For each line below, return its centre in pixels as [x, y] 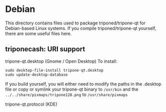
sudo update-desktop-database [37, 75]
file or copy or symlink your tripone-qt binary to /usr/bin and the [72, 89]
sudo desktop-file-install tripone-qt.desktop [54, 70]
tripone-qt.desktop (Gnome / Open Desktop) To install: [61, 61]
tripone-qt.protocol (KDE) [31, 104]
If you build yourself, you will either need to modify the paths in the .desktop [83, 84]
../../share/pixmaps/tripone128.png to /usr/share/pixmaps [67, 94]
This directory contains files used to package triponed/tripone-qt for [75, 23]
